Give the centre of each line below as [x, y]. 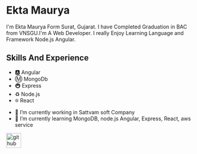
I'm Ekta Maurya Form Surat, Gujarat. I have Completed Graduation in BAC [97, 27]
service [24, 124]
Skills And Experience [47, 58]
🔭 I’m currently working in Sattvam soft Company [75, 112]
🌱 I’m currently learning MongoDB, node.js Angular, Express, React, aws [103, 118]
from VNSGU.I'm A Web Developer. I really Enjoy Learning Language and [95, 33]
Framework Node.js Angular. [41, 39]
